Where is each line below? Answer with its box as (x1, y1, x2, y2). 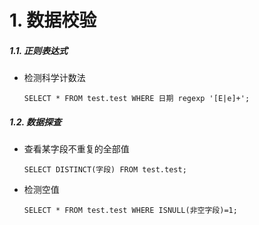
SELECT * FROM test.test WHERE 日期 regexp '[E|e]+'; (23, 94, 251, 104)
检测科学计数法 (23, 72, 86, 84)
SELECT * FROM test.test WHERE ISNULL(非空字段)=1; (23, 206, 238, 216)
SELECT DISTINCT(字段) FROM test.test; (23, 165, 187, 175)
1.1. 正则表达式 (9, 44, 69, 56)
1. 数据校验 (9, 9, 97, 32)
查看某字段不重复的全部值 (23, 143, 130, 155)
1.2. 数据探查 (9, 116, 62, 128)
